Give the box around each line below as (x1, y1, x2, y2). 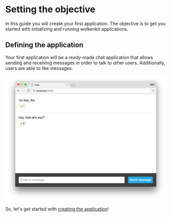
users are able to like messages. (5, 65, 73, 71)
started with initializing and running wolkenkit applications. (5, 26, 129, 32)
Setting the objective (5, 4, 95, 15)
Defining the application (5, 41, 84, 50)
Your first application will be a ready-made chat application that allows (5, 54, 153, 60)
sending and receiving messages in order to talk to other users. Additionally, (5, 60, 166, 66)
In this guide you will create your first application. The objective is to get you (5, 20, 166, 27)
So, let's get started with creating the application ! (5, 206, 109, 212)
